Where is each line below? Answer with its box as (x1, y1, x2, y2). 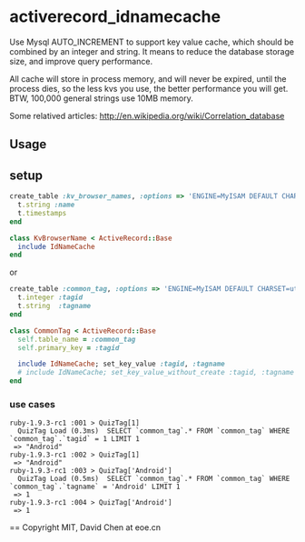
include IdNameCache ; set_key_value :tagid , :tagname (17, 359, 225, 369)
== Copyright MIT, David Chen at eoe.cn (9, 522, 162, 533)
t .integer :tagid (17, 293, 84, 302)
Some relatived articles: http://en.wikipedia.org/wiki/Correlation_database (9, 110, 285, 121)
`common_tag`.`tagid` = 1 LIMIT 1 (9, 435, 141, 444)
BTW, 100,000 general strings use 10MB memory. (9, 93, 193, 104)
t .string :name (17, 200, 75, 210)
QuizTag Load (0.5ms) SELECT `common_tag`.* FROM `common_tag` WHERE (17, 475, 290, 484)
